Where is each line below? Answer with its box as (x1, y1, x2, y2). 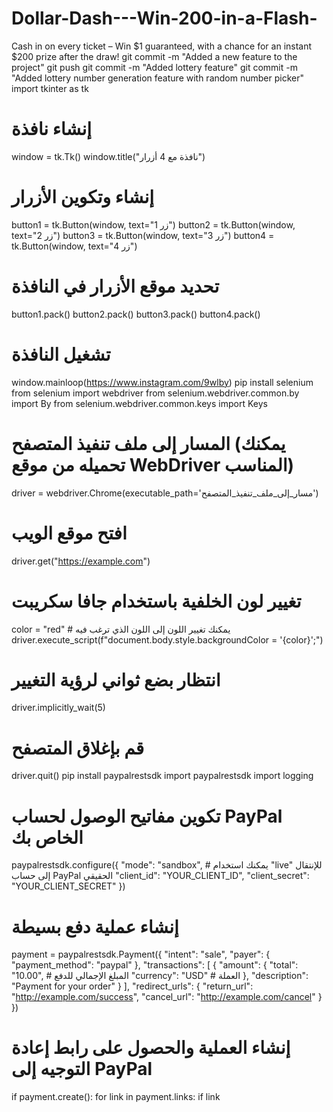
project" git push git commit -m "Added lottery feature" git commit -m (11, 61, 298, 73)
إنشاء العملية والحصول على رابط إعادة (11, 1037, 291, 1059)
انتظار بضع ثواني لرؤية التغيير (11, 668, 221, 691)
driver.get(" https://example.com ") (11, 555, 151, 567)
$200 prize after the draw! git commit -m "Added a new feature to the (11, 50, 298, 62)
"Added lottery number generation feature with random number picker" (11, 72, 304, 84)
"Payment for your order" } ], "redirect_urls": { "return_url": (11, 980, 254, 992)
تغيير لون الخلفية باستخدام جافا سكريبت (11, 590, 302, 612)
